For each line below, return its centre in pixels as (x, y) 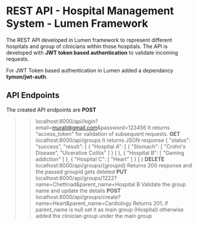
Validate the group (164, 184)
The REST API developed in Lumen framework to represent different (89, 40)
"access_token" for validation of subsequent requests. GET (108, 134)
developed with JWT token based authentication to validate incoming (92, 52)
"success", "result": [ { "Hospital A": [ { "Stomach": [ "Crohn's (111, 146)
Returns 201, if (151, 203)
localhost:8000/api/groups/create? (78, 197)
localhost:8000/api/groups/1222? (76, 178)
